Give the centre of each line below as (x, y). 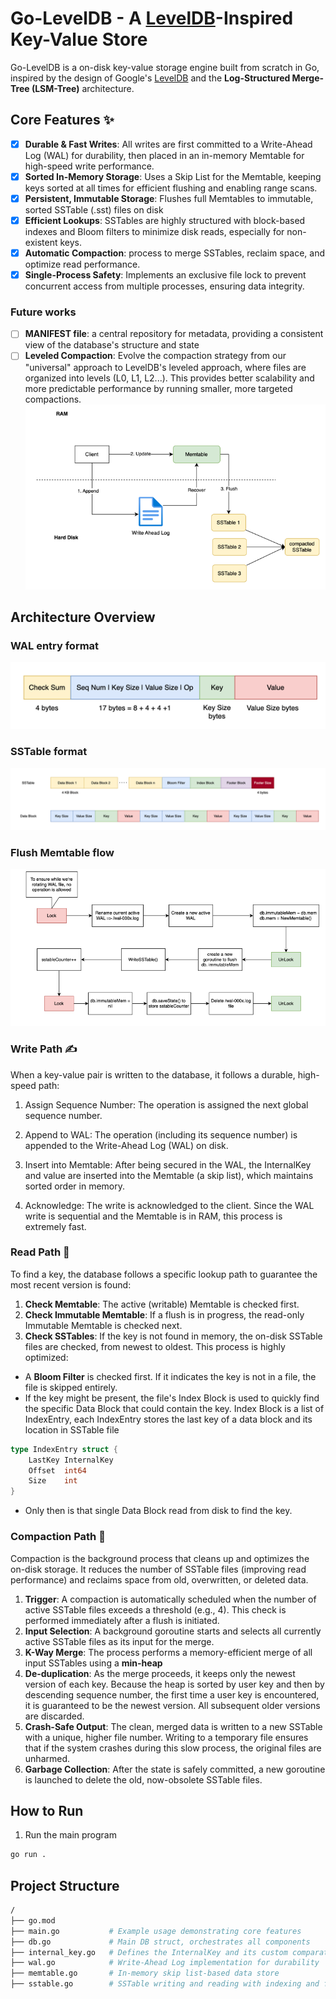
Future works (43, 312)
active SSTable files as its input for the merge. (119, 1641)
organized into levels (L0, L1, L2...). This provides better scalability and (169, 378)
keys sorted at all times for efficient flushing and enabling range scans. (171, 188)
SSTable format (49, 752)
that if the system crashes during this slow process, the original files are (173, 1748)
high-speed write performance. (89, 166)
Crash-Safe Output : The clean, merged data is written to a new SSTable (173, 1726)
